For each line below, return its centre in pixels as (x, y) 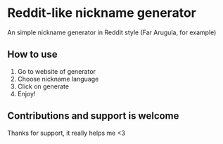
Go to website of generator (57, 71)
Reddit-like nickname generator (102, 13)
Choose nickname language (58, 79)
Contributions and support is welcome (93, 116)
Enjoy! (26, 93)
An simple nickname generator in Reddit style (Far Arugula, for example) (112, 32)
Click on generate (43, 86)
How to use (32, 54)
